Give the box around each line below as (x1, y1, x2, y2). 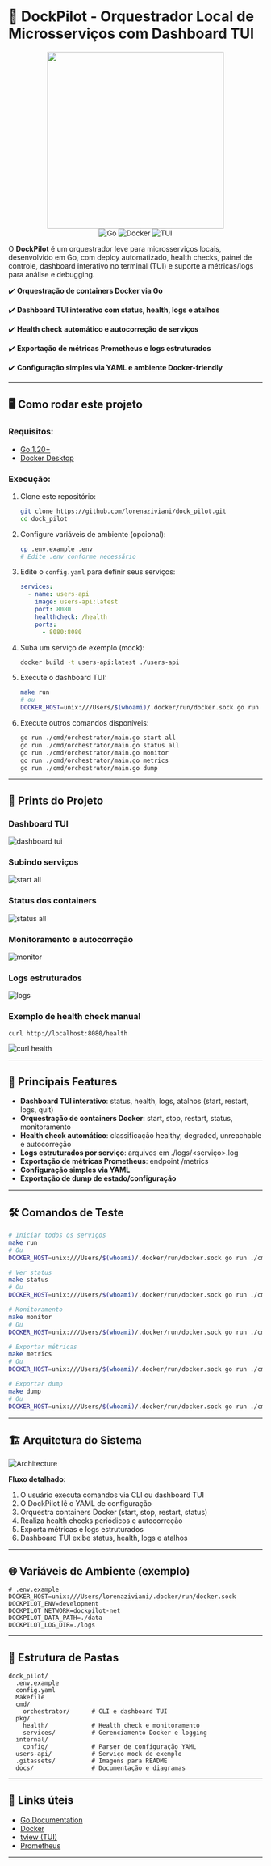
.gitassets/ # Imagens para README (15, 1757, 168, 1766)
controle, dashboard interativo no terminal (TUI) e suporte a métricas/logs (8, 260, 254, 270)
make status (8, 1276, 48, 1284)
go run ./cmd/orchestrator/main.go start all (19, 734, 176, 743)
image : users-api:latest (35, 598, 119, 606)
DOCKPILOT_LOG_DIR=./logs (8, 1621, 95, 1629)
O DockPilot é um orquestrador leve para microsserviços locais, (8, 243, 222, 253)
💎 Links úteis (8, 1793, 74, 1807)
